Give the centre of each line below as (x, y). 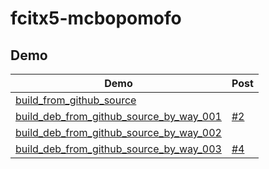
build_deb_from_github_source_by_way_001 (118, 116)
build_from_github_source (76, 100)
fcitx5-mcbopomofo (96, 18)
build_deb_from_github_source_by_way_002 (118, 132)
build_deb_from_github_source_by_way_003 (118, 149)
